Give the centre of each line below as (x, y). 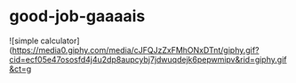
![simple (24, 41)
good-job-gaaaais (77, 16)
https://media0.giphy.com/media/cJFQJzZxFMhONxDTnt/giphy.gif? (136, 49)
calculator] (60, 41)
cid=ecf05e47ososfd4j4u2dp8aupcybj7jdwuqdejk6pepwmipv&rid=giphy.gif (148, 59)
